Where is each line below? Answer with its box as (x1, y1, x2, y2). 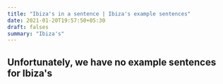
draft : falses (7, 23, 49, 30)
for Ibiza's (7, 67, 53, 79)
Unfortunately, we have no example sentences (7, 56, 217, 68)
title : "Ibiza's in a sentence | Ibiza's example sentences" (7, 10, 191, 18)
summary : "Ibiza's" (7, 30, 65, 37)
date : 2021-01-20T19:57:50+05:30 (7, 17, 106, 24)
